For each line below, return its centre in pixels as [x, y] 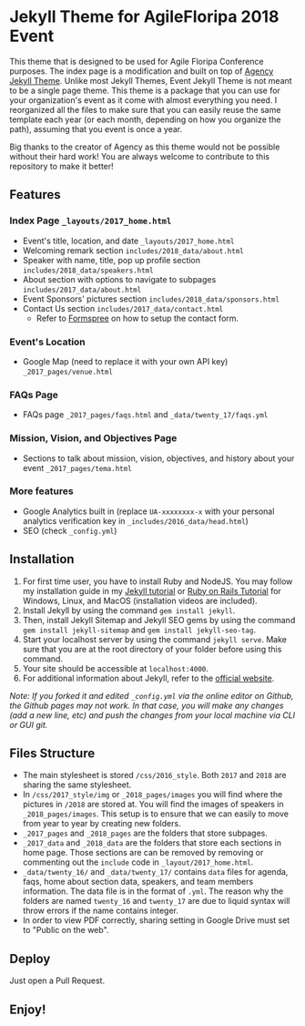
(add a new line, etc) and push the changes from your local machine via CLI [152, 715]
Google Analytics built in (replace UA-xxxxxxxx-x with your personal [148, 511]
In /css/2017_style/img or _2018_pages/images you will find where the [152, 795]
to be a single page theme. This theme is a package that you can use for [145, 90]
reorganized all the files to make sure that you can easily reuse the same [145, 109]
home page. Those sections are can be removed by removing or [143, 853]
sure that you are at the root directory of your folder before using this [152, 649]
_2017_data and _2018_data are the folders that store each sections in [152, 843]
